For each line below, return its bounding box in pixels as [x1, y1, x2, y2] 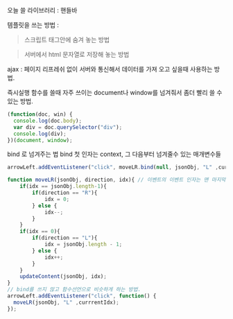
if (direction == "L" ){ [32, 234, 98, 241]
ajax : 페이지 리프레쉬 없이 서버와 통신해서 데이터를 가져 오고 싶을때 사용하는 [7, 65, 213, 73]
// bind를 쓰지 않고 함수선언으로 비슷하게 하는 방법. [7, 286, 141, 293]
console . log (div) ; [13, 130, 67, 137]
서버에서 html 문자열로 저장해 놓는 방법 [24, 51, 130, 58]
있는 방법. [7, 97, 33, 105]
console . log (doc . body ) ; [13, 117, 82, 124]
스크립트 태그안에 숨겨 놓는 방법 [24, 35, 110, 44]
